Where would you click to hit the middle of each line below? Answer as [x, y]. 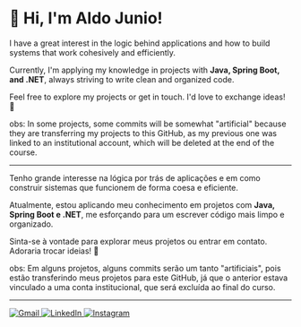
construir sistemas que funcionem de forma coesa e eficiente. [124, 187]
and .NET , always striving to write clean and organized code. [122, 79]
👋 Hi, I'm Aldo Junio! [86, 18]
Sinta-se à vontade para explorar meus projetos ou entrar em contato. [138, 241]
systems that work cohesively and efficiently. [93, 52]
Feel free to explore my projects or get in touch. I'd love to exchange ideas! [147, 97]
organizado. [31, 224]
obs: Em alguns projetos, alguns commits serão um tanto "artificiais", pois [145, 268]
